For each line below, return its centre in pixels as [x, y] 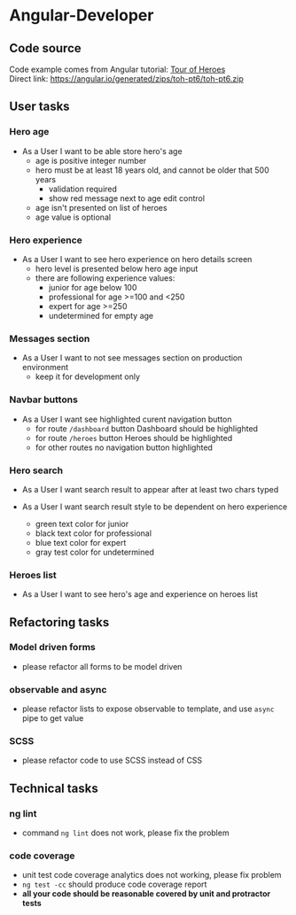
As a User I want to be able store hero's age [102, 151]
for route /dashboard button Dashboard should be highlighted [147, 428]
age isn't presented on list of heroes [101, 207]
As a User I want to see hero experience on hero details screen [137, 259]
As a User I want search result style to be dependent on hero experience [155, 507]
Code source [45, 48]
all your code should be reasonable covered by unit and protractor [146, 894]
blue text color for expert [81, 542]
